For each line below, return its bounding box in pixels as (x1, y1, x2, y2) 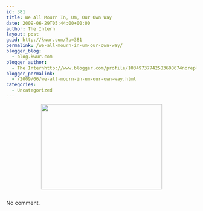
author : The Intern (6, 25, 56, 32)
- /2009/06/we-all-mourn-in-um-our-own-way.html (11, 76, 137, 82)
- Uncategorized (11, 87, 53, 93)
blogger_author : (6, 59, 47, 65)
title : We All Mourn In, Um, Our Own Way (6, 14, 112, 20)
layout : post (6, 31, 39, 37)
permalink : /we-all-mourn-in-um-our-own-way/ (6, 43, 123, 49)
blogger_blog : (6, 48, 42, 54)
